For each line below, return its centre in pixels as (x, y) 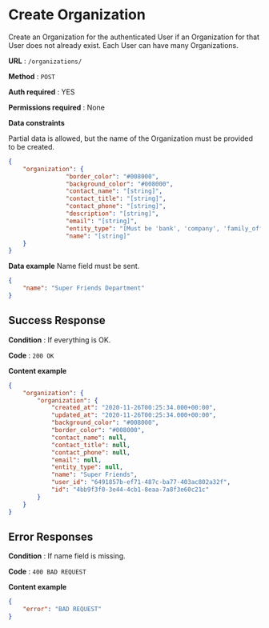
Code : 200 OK (31, 355)
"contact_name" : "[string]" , (114, 191)
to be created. (31, 146)
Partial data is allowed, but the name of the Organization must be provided (131, 138)
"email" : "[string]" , (101, 221)
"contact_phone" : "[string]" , (116, 206)
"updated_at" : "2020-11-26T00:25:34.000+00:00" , (134, 415)
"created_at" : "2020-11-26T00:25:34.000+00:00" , (134, 408)
